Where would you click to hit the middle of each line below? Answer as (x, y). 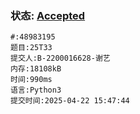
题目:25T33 (31, 48)
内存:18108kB (36, 69)
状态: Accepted (48, 15)
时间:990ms (31, 80)
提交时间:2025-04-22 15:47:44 (70, 101)
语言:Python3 (36, 90)
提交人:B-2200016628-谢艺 (60, 58)
